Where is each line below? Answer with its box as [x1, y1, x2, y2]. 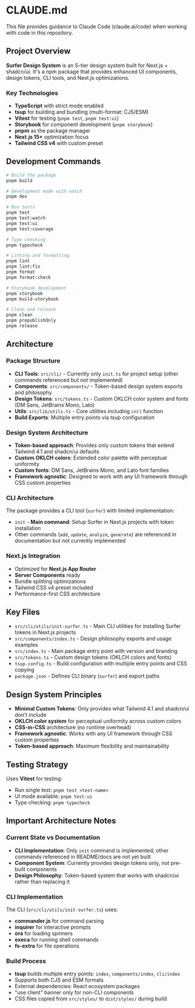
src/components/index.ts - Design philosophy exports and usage [14, 635, 172, 642]
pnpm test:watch [6, 215, 46, 221]
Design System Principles [6, 689, 102, 699]
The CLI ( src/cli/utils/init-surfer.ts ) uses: [6, 906, 118, 913]
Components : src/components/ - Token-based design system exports [14, 383, 183, 390]
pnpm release [6, 323, 38, 329]
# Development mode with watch [6, 188, 83, 194]
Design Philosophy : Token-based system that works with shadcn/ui [14, 872, 179, 879]
